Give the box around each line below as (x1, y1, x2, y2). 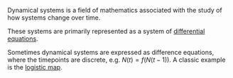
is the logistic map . (7, 63, 63, 71)
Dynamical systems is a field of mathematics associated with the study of (7, 6, 222, 14)
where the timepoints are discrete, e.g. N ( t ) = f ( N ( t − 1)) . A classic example (7, 56, 226, 64)
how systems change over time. (7, 13, 101, 22)
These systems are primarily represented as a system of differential (7, 27, 205, 35)
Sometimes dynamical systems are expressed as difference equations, (7, 48, 215, 56)
